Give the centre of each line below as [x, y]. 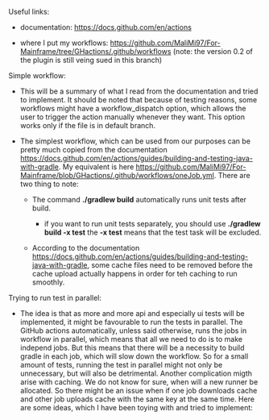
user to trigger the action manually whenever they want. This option [132, 117]
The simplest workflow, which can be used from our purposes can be [135, 141]
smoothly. [48, 282]
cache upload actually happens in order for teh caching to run [134, 274]
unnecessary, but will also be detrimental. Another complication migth [136, 373]
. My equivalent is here [96, 167]
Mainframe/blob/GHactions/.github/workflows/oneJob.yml [117, 175]
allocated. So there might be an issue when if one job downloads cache [139, 391]
